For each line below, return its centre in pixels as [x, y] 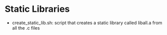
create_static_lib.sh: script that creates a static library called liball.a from [87, 23]
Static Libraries [37, 9]
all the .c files [26, 28]
